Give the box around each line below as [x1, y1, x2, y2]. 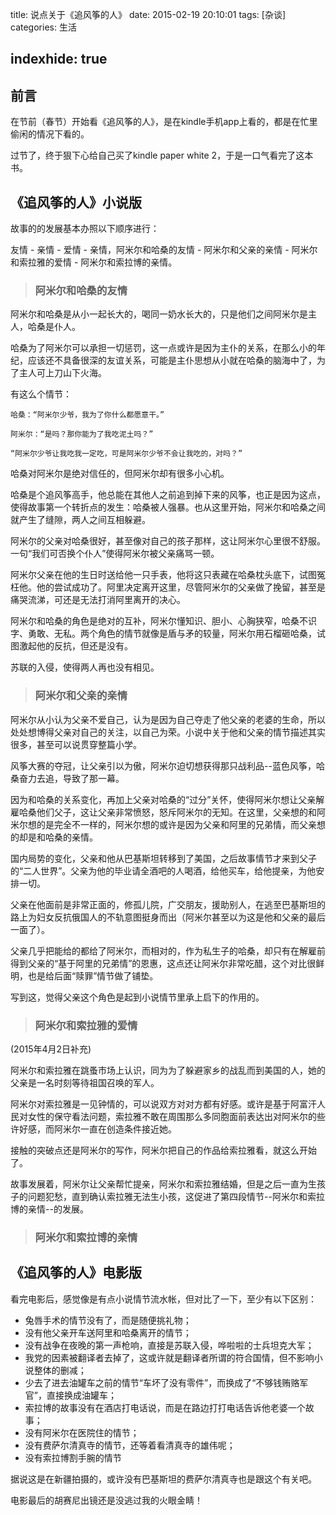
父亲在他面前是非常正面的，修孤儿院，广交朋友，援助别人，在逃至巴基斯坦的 [10, 898, 326, 910]
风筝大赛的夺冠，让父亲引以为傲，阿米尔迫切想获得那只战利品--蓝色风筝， [10, 759, 317, 772]
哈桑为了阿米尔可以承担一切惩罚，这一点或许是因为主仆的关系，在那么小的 [10, 342, 317, 354]
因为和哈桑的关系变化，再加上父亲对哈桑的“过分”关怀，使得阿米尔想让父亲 [10, 793, 317, 805]
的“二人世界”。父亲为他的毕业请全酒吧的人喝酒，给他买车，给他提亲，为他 [10, 864, 317, 877]
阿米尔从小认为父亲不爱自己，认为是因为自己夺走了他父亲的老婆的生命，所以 [10, 713, 326, 725]
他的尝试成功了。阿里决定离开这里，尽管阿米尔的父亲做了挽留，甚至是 [36, 581, 326, 593]
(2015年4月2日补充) [10, 1043, 92, 1055]
